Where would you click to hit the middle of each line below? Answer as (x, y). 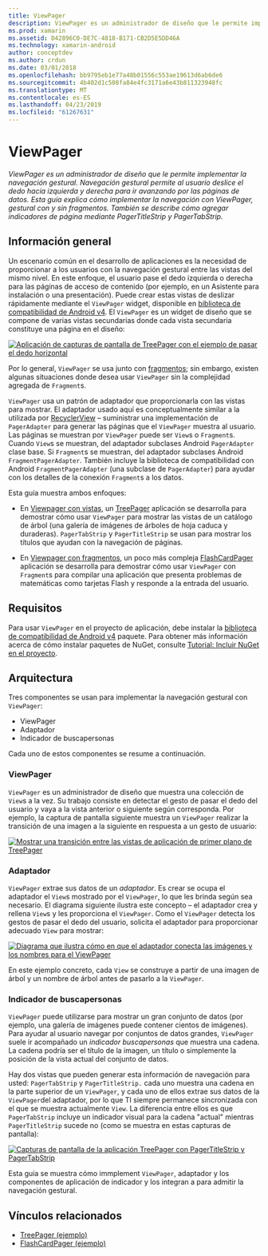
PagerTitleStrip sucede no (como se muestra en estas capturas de (120, 1126)
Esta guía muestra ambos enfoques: (67, 492)
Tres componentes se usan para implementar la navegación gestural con (128, 697)
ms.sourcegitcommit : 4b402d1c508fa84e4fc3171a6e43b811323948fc (116, 82)
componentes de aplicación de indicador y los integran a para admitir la (126, 1182)
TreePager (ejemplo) (53, 1235)
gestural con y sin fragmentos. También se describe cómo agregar (118, 208)
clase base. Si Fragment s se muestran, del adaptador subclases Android (126, 452)
